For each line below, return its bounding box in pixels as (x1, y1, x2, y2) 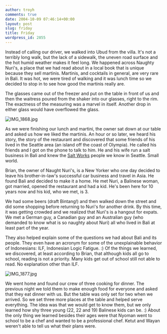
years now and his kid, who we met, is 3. (5, 188, 89, 194)
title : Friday (5, 30, 35, 35)
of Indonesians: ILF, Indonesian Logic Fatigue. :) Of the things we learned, (5, 245, 157, 251)
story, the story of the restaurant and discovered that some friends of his (5, 136, 155, 142)
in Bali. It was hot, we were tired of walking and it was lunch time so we (5, 75, 152, 81)
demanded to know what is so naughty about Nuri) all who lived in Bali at (5, 219, 155, 225)
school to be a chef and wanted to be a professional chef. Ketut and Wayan (5, 317, 160, 323)
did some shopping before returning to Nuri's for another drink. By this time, (5, 203, 162, 209)
